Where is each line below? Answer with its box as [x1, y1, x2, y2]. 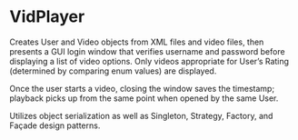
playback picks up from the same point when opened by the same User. [9, 93, 279, 104]
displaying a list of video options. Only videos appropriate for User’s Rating [9, 55, 289, 66]
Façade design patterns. [9, 120, 101, 131]
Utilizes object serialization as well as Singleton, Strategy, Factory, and [9, 110, 273, 121]
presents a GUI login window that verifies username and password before [9, 45, 285, 56]
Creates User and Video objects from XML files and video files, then [9, 36, 264, 47]
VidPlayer [9, 6, 85, 27]
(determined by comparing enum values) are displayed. [9, 65, 217, 76]
